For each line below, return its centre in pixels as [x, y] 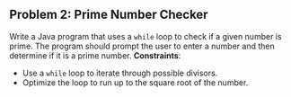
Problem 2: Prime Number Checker [109, 15]
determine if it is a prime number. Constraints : [95, 55]
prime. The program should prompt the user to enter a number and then [142, 46]
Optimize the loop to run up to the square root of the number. [135, 82]
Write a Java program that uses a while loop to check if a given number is [145, 36]
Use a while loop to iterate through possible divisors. [120, 73]
